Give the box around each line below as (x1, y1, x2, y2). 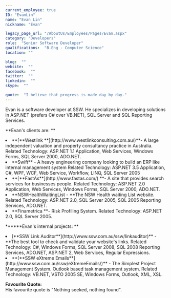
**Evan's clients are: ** (5, 127, 55, 133)
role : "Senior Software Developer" (5, 40, 83, 46)
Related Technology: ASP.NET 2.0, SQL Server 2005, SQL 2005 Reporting (5, 197, 161, 203)
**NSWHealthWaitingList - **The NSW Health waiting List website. (12, 191, 155, 198)
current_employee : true (5, 7, 56, 13)
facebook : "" (5, 69, 36, 74)
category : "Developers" (5, 36, 56, 41)
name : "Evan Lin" (5, 17, 42, 22)
